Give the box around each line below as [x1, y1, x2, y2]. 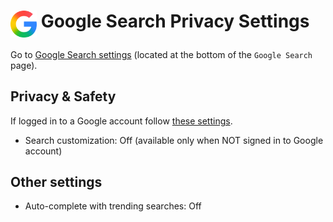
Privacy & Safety [10, 88, 117, 105]
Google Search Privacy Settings [40, 10, 310, 33]
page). [10, 59, 38, 71]
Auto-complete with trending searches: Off [24, 200, 202, 212]
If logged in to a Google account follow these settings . [10, 115, 233, 127]
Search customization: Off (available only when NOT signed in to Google [24, 134, 324, 146]
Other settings [10, 174, 103, 190]
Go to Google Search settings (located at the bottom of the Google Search [10, 48, 313, 60]
